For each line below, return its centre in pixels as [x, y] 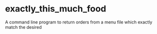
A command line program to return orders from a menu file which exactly [79, 22]
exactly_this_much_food [56, 9]
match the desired [24, 27]
